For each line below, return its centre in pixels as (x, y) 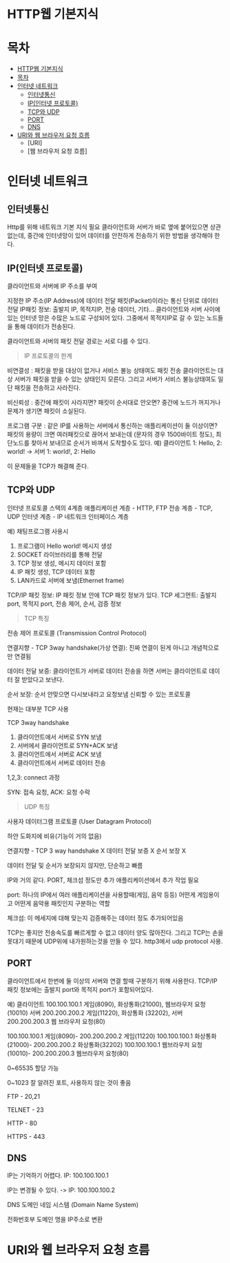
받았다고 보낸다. (43, 679)
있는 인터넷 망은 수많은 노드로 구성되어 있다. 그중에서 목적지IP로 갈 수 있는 (106, 317)
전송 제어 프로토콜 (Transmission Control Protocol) (77, 633)
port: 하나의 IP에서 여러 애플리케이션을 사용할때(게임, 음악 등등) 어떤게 (102, 895)
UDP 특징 (37, 806)
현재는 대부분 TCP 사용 (38, 708)
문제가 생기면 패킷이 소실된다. (47, 410)
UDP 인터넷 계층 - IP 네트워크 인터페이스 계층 (68, 516)
